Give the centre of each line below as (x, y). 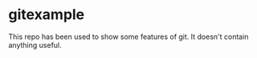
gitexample (47, 15)
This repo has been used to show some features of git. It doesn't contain (128, 37)
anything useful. (35, 44)
